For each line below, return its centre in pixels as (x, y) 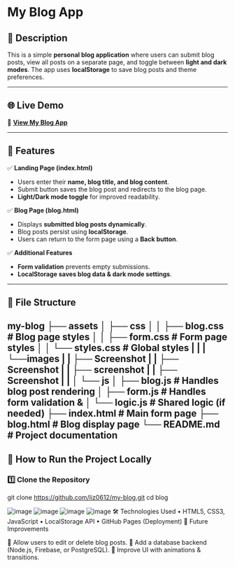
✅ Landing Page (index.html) (50, 168)
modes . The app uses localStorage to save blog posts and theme (102, 70)
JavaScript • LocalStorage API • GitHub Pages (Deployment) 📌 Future (108, 522)
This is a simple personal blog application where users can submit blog (111, 55)
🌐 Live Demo (36, 106)
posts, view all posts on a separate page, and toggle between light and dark (117, 62)
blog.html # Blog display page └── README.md (114, 425)
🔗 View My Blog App (37, 122)
